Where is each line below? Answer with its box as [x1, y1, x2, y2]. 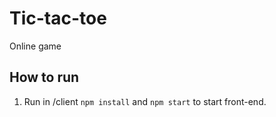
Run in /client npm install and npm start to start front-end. [23, 95, 267, 107]
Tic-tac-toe [9, 7, 107, 30]
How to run [9, 69, 80, 86]
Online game [9, 40, 62, 52]
